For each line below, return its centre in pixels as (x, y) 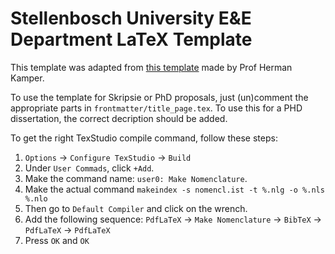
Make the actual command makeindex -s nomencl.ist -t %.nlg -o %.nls (174, 189)
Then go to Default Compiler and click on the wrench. (136, 208)
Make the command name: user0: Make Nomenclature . (136, 178)
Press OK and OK (57, 240)
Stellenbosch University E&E (131, 18)
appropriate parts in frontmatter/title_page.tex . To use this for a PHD (156, 108)
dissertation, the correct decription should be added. (119, 118)
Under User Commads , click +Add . (89, 168)
